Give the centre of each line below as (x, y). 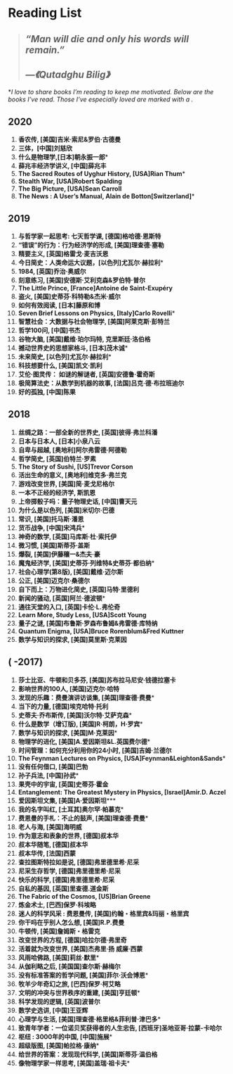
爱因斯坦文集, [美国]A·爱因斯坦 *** (67, 800)
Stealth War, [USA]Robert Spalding (70, 182)
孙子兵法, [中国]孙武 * (48, 775)
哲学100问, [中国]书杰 (49, 330)
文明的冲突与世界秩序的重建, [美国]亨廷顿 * (79, 992)
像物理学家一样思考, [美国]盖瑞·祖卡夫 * (74, 1063)
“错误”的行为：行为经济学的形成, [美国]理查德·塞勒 (91, 245)
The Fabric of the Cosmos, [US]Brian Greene (84, 896)
